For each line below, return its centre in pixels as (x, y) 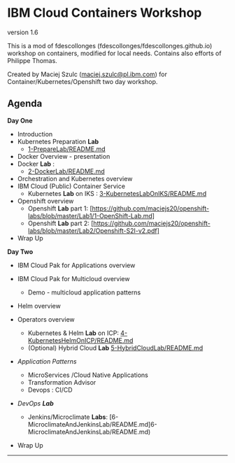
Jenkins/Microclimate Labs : (68, 417)
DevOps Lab (35, 403)
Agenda (25, 104)
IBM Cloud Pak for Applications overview (76, 265)
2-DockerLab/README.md (66, 171)
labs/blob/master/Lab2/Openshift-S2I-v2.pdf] (93, 230)
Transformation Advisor (62, 382)
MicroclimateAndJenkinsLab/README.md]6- (92, 424)
